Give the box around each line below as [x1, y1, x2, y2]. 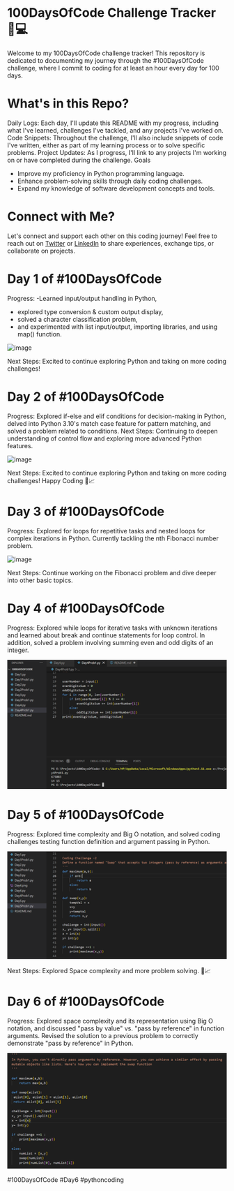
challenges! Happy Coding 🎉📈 [7, 476, 95, 484]
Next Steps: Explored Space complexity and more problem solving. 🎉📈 [7, 966, 211, 975]
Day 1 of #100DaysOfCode [7, 271, 162, 287]
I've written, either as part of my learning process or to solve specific [7, 141, 205, 149]
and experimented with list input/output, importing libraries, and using [17, 323, 218, 331]
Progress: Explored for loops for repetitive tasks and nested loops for [7, 526, 205, 535]
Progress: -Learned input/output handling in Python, [7, 294, 157, 302]
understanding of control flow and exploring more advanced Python [7, 434, 202, 443]
